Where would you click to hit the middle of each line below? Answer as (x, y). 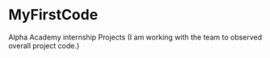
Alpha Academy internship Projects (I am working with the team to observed (135, 37)
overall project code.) (44, 45)
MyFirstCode (53, 15)
